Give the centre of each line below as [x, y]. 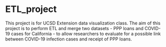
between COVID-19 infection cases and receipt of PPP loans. [69, 39]
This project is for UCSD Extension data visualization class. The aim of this [83, 23]
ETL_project [31, 9]
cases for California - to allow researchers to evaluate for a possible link [86, 33]
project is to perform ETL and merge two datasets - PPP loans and [74, 28]
